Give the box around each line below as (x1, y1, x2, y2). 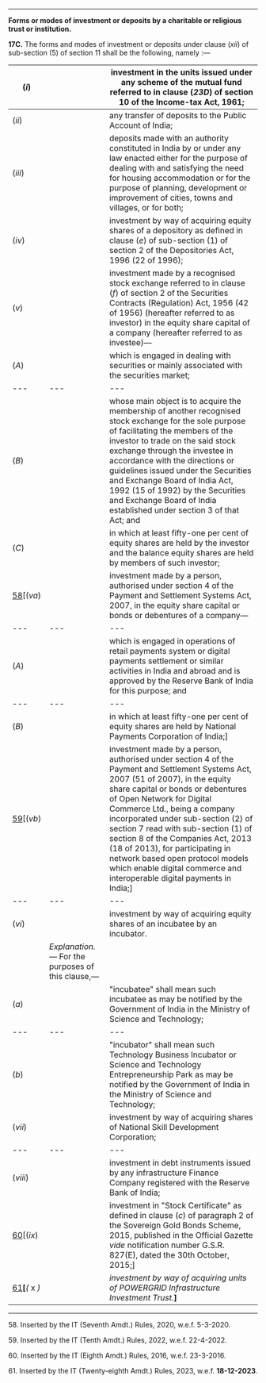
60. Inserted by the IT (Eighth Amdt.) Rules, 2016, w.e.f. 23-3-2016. (8, 1350, 226, 1360)
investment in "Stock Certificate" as (109, 1200, 242, 1211)
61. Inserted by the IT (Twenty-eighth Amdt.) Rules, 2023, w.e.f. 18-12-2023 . (8, 1366, 258, 1375)
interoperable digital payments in (109, 873, 232, 883)
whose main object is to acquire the (109, 396, 241, 406)
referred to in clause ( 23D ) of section (109, 86, 253, 98)
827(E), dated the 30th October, (109, 1250, 230, 1260)
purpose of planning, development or (109, 182, 248, 193)
